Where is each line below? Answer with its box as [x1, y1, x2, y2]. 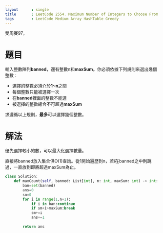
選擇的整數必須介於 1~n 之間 [12, 83, 67, 89]
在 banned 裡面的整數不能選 [12, 95, 67, 101]
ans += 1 [31, 215, 45, 220]
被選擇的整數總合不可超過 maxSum [12, 101, 82, 107]
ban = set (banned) [22, 183, 56, 188]
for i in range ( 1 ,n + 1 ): [22, 197, 71, 202]
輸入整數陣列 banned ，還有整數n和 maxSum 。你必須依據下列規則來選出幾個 [5, 67, 157, 72]
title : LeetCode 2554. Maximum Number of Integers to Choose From [5, 12, 159, 17]
